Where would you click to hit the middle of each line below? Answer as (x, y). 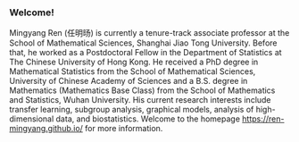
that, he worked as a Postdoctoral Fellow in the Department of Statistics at (146, 53)
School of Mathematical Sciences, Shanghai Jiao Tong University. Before (143, 43)
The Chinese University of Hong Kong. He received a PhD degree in (134, 62)
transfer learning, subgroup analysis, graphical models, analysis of (132, 110)
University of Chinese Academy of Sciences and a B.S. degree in (129, 81)
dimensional (32, 119)
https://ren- (263, 119)
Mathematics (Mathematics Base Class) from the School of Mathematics (142, 90)
